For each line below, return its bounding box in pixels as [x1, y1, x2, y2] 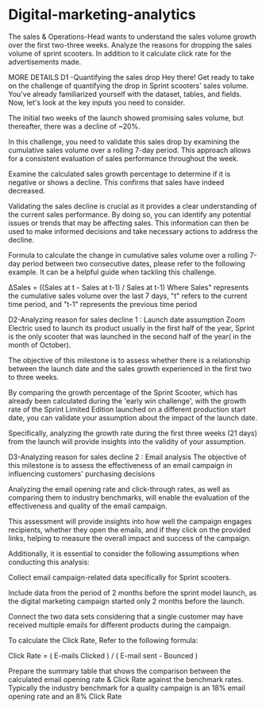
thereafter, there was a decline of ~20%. [8, 121, 141, 131]
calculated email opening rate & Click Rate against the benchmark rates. [8, 674, 244, 684]
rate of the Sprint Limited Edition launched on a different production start [8, 404, 246, 414]
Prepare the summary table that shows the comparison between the [8, 666, 231, 676]
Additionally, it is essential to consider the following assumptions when [8, 549, 240, 558]
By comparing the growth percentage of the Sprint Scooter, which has [8, 387, 238, 397]
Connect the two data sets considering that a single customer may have [8, 611, 244, 621]
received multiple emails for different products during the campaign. [8, 620, 232, 630]
